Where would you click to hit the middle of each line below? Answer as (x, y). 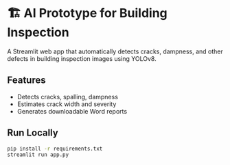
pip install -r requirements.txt (55, 149)
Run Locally (33, 133)
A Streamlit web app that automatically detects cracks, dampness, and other (115, 51)
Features (26, 80)
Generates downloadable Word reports (72, 111)
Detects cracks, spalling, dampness (68, 97)
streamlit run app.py (38, 155)
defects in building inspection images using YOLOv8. (82, 58)
